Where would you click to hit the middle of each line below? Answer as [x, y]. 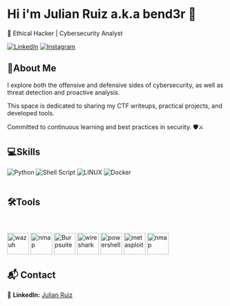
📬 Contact [31, 275]
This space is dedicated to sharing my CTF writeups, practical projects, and [115, 106]
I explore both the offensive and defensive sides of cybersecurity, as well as [115, 85]
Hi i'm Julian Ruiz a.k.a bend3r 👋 [102, 14]
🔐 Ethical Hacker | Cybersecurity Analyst [65, 33]
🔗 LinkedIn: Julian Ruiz [40, 295]
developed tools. [31, 113]
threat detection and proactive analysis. [64, 92]
